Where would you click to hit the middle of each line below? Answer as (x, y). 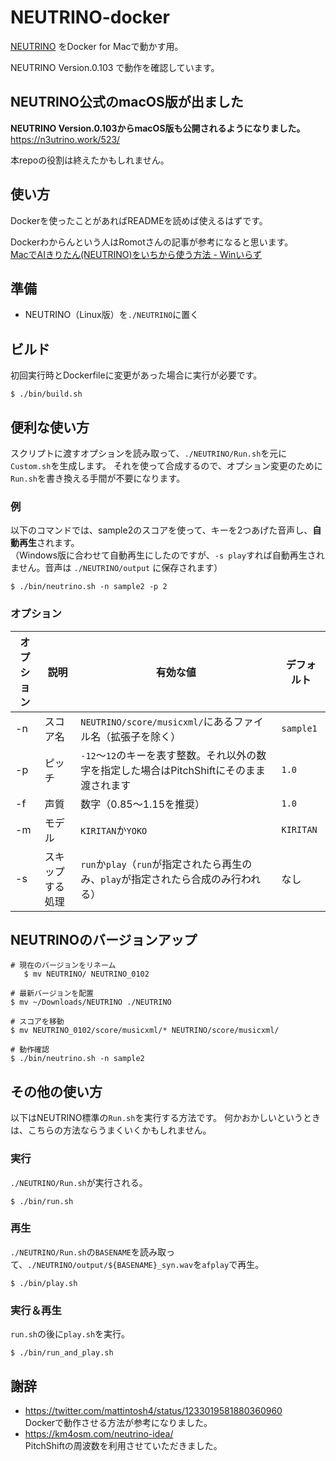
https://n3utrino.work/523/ (65, 139)
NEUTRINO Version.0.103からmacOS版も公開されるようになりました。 (158, 128)
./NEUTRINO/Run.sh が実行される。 (79, 1182)
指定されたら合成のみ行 (186, 879)
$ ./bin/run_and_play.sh (62, 1353)
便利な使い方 (50, 427)
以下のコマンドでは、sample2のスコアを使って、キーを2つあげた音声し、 (161, 530)
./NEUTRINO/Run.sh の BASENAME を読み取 (88, 1252)
